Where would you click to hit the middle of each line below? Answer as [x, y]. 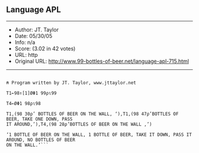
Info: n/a [25, 42]
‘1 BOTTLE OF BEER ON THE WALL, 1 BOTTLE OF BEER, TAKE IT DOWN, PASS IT [99, 135]
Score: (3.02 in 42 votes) [45, 48]
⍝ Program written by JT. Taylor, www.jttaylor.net [71, 82]
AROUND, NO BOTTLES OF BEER [41, 140]
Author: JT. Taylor [37, 30]
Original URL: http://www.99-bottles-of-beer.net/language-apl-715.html [102, 61]
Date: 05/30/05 [33, 36]
